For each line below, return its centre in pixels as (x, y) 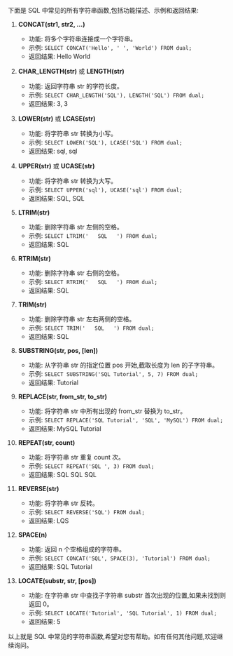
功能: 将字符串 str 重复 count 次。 (77, 457)
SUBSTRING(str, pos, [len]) (58, 350)
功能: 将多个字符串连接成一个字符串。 (83, 39)
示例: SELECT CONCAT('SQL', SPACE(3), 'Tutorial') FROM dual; (119, 558)
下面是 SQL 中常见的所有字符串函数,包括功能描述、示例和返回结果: (103, 10)
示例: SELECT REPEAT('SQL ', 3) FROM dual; (91, 466)
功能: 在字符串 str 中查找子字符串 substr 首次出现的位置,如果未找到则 (127, 595)
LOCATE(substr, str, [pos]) (57, 581)
